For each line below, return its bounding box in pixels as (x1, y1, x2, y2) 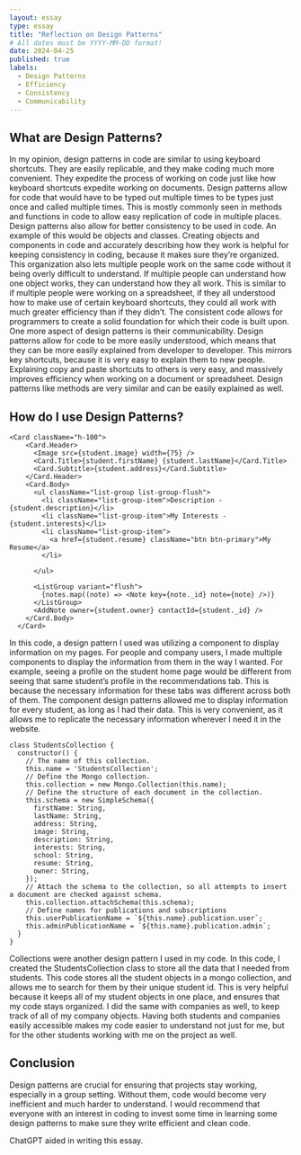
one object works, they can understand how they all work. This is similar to (9, 278, 287, 289)
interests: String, (32, 843, 106, 852)
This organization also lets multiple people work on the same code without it (9, 259, 292, 270)
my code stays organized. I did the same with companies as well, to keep (9, 1001, 280, 1011)
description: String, (32, 835, 115, 844)
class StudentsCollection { (9, 741, 115, 750)
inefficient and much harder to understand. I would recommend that (9, 1098, 261, 1109)
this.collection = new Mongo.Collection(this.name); (25, 780, 227, 789)
